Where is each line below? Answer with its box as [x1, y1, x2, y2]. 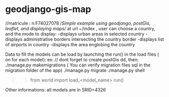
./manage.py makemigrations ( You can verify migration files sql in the [5, 62, 151, 68]
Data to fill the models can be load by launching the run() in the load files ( [5, 51, 159, 57]
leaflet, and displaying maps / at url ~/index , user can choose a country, [5, 25, 155, 31]
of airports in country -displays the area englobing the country [5, 41, 135, 47]
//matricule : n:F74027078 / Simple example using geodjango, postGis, [5, 20, 151, 26]
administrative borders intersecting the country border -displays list [23, 36, 164, 42]
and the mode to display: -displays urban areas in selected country [5, 31, 145, 37]
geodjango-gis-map [5, 4, 91, 15]
